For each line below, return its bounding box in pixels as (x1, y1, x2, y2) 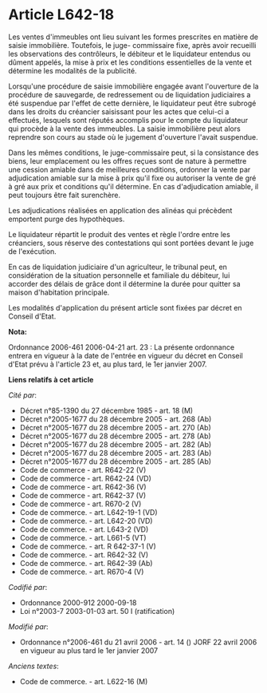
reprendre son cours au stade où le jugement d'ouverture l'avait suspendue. (8, 132, 258, 141)
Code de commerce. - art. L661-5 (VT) (19, 533, 147, 542)
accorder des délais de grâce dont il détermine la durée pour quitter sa (8, 279, 241, 288)
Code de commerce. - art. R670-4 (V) (19, 567, 144, 576)
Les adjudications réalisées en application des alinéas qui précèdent (8, 205, 233, 215)
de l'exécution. (8, 246, 57, 256)
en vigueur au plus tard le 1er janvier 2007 (19, 645, 158, 655)
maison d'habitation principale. (8, 287, 110, 297)
